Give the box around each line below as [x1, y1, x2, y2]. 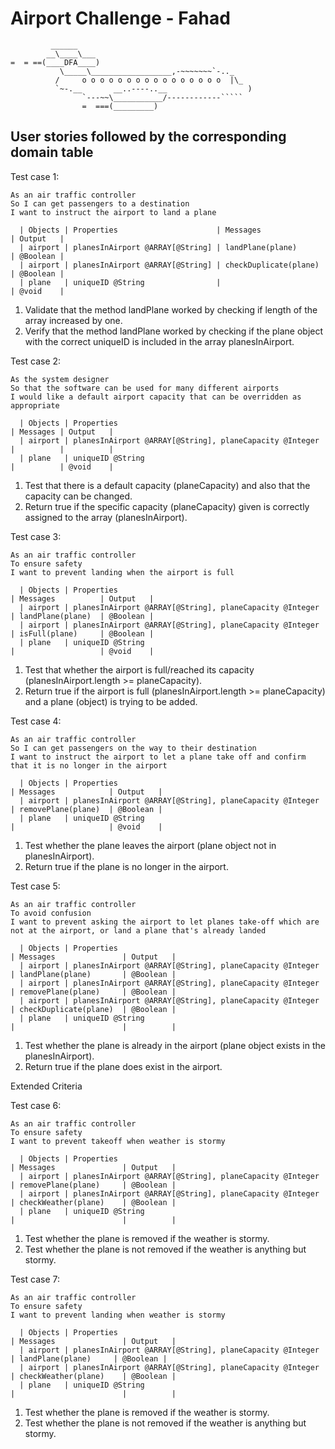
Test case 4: [10, 715, 62, 727]
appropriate [10, 400, 60, 411]
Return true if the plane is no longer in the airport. [24, 860, 229, 872]
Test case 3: [10, 530, 62, 542]
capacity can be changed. [24, 490, 133, 502]
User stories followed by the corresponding [10, 128, 287, 146]
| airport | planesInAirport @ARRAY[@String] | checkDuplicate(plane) [19, 260, 320, 270]
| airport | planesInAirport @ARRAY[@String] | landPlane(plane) [19, 242, 298, 252]
